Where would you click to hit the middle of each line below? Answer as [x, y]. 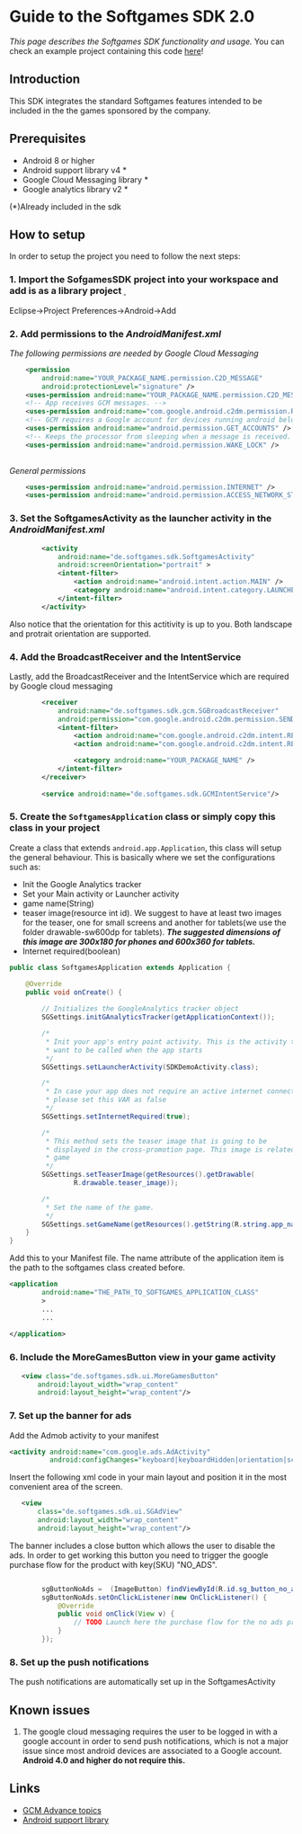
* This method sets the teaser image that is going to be [156, 1141]
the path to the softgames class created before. [98, 1268]
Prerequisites [48, 139]
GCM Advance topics [62, 1810]
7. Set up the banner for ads [71, 1416]
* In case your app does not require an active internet [154, 1091]
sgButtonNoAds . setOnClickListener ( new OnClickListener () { [155, 1598]
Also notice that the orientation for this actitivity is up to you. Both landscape [151, 624]
